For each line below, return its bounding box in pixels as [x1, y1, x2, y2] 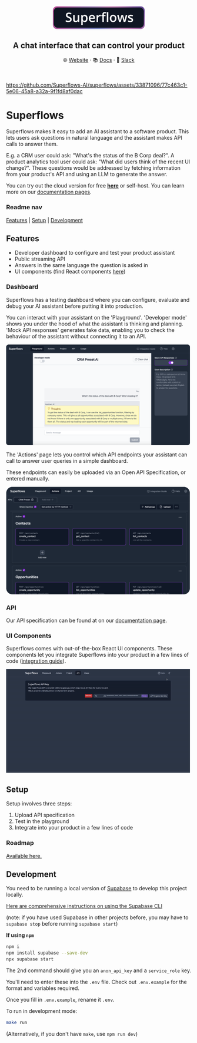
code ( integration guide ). [6, 657, 66, 664]
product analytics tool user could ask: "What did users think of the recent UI [6, 158, 191, 165]
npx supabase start [6, 956, 54, 962]
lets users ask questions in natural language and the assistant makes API [6, 134, 182, 142]
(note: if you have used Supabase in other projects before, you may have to [6, 914, 189, 921]
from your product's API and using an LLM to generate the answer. [6, 171, 168, 178]
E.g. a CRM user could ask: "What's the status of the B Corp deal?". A [6, 152, 175, 159]
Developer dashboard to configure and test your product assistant [14, 249, 175, 256]
